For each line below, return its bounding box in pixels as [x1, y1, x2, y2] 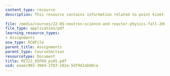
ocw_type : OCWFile [5, 40, 44, 45]
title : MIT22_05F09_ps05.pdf [5, 58, 67, 63]
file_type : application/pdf [5, 26, 65, 31]
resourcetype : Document [5, 53, 56, 59]
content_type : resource [5, 7, 56, 12]
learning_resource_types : [5, 30, 60, 35]
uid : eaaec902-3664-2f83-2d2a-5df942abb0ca [5, 63, 99, 68]
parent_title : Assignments [5, 44, 62, 49]
